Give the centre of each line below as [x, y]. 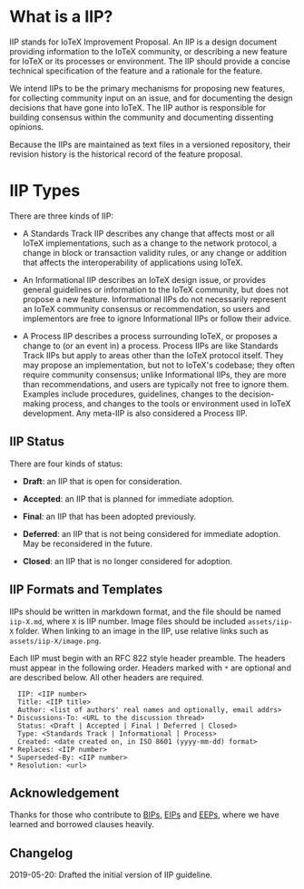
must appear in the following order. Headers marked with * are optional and [151, 668]
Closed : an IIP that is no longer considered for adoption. [127, 561]
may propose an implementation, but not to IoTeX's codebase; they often [158, 365]
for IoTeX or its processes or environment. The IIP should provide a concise [150, 61]
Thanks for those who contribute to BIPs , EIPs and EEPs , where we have [144, 815]
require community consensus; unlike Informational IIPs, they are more [155, 375]
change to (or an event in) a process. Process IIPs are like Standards [150, 346]
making [36, 403]
